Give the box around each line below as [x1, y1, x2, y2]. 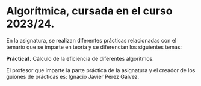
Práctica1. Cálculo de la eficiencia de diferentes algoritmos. [6, 55, 155, 62]
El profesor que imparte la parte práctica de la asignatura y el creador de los [6, 66, 196, 73]
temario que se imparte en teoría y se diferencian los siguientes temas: [6, 43, 182, 51]
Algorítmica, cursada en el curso [6, 4, 173, 18]
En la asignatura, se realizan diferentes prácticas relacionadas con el [6, 37, 176, 44]
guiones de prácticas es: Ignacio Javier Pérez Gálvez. [6, 73, 140, 80]
